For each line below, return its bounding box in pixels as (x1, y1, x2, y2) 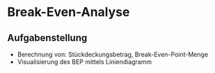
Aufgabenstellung (7, 32, 88, 44)
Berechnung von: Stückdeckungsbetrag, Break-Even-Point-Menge (17, 50, 209, 58)
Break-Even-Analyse (7, 4, 130, 20)
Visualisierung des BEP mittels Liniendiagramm (17, 58, 152, 66)
